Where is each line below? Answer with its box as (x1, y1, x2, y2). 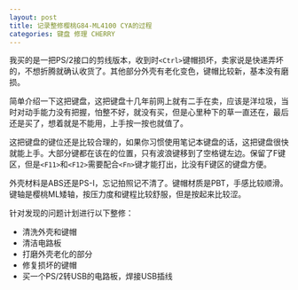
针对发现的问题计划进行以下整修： (9, 208, 134, 218)
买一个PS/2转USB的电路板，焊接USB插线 (21, 271, 173, 282)
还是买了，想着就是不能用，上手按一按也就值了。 (9, 118, 188, 129)
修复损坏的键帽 (21, 260, 77, 270)
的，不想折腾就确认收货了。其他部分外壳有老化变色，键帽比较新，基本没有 (9, 66, 281, 76)
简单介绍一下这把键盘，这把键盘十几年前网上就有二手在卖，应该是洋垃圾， (9, 96, 281, 106)
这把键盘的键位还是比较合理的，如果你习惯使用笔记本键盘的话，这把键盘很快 (9, 137, 289, 147)
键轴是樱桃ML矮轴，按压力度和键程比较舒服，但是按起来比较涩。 (9, 189, 247, 200)
